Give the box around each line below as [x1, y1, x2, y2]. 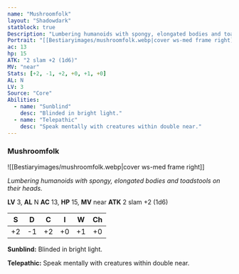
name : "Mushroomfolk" [7, 10, 72, 18]
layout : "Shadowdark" [7, 17, 72, 24]
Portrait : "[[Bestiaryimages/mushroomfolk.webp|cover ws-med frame [7, 37, 212, 44]
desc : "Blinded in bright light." [20, 110, 122, 117]
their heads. [7, 184, 43, 192]
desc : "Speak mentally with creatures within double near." [20, 122, 202, 130]
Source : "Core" [7, 90, 53, 97]
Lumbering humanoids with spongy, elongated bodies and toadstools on [7, 176, 221, 185]
